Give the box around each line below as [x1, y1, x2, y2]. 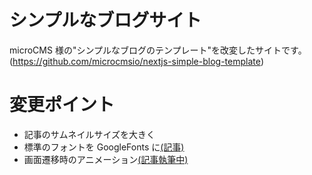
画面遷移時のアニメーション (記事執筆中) [23, 153, 189, 165]
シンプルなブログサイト [9, 9, 202, 32]
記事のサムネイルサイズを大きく [23, 128, 156, 140]
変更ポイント [9, 94, 116, 116]
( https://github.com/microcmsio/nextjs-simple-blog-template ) [9, 55, 264, 67]
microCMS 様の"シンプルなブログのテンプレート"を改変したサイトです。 [9, 44, 307, 56]
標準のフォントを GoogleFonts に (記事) [23, 141, 185, 153]
